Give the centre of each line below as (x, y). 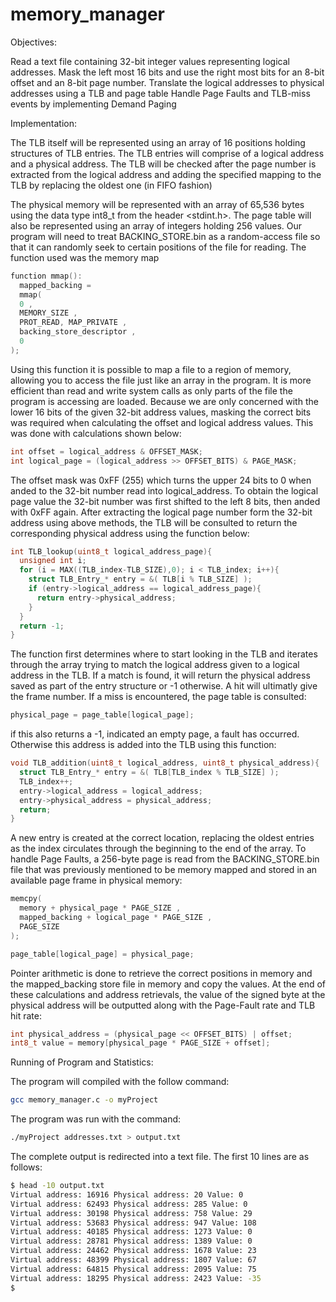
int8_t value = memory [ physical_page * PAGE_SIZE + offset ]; (140, 1043)
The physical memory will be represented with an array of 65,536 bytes (157, 204)
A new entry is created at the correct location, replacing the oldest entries (162, 838)
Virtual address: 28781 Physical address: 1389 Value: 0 (131, 1241)
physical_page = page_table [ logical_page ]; (102, 715)
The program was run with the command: (96, 1119)
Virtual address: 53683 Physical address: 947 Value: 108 (133, 1223)
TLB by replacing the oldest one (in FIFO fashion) (111, 185)
